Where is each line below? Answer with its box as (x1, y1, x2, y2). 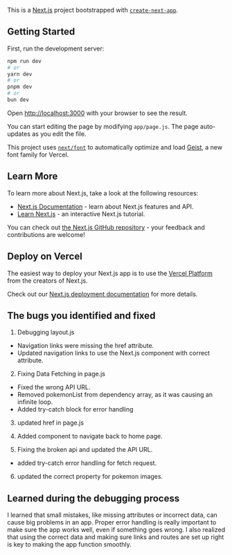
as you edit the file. (32, 130, 87, 138)
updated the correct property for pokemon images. (17, 473, 163, 481)
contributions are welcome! (7, 230, 85, 238)
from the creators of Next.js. (7, 276, 88, 285)
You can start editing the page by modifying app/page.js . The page (7, 122, 199, 130)
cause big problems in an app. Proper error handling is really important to (7, 518, 217, 527)
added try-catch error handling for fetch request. (17, 459, 157, 467)
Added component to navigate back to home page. (17, 432, 163, 441)
